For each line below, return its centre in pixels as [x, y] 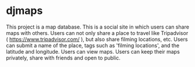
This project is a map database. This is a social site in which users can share [97, 27]
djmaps [24, 11]
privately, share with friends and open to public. [63, 58]
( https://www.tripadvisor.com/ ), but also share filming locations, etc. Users [97, 39]
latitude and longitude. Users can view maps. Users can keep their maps [93, 51]
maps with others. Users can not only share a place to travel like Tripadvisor [97, 33]
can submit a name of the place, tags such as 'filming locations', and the [93, 45]
